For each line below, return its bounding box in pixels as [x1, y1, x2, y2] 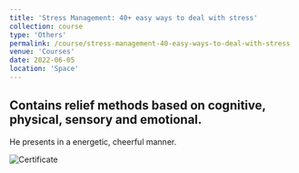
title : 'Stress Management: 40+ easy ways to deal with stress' [9, 13, 258, 23]
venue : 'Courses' [9, 47, 75, 56]
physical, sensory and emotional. [9, 112, 203, 127]
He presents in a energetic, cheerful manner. [9, 136, 177, 147]
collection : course [9, 22, 84, 31]
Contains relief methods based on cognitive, [9, 97, 266, 114]
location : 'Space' [9, 65, 79, 74]
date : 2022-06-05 [9, 56, 75, 65]
